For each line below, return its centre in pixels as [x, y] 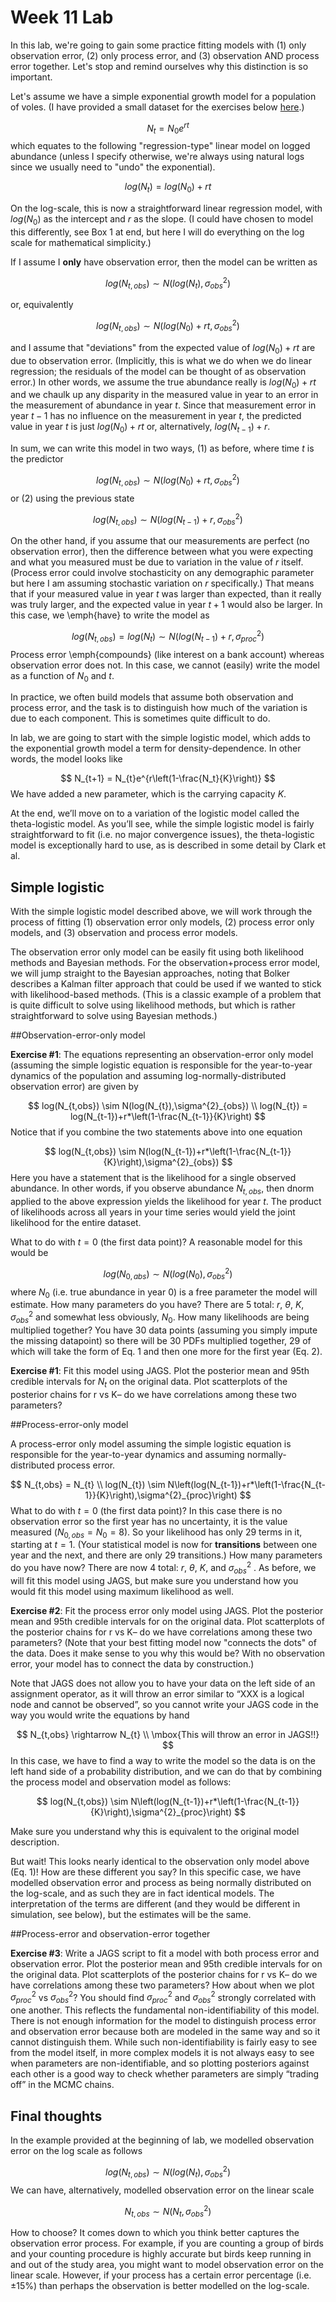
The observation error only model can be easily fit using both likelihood [157, 952]
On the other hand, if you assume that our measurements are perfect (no [160, 541]
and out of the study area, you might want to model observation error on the [167, 2264]
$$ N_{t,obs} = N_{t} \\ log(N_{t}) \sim [88, 1484]
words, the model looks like [66, 759]
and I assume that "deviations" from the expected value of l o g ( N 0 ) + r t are [163, 348]
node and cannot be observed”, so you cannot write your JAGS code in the [164, 1704]
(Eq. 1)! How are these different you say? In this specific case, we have [156, 1872]
